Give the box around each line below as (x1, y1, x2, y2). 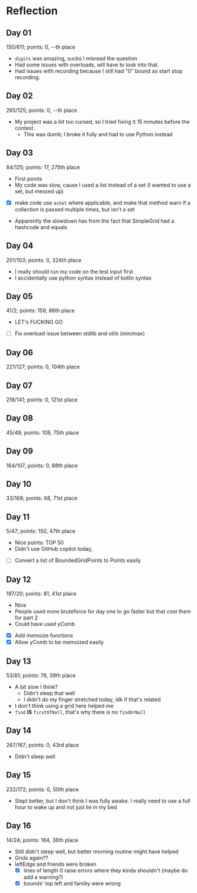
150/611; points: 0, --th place (6, 43, 76, 50)
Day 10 (6, 479, 31, 489)
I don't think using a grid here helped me (14, 702, 114, 709)
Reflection (6, 4, 58, 18)
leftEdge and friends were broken (14, 860, 96, 868)
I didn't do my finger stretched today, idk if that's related (23, 696, 161, 703)
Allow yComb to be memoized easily (14, 638, 104, 646)
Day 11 (6, 512, 30, 522)
